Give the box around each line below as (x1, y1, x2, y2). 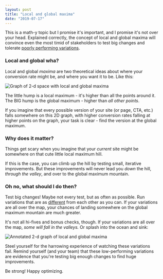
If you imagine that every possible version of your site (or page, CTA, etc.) (5, 107, 153, 113)
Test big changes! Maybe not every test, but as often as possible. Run (5, 194, 145, 200)
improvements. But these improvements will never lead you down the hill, (5, 165, 152, 171)
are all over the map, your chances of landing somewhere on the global (5, 204, 148, 210)
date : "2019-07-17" (5, 16, 45, 21)
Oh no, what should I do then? (5, 183, 77, 190)
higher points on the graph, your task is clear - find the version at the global (5, 118, 157, 123)
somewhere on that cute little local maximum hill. (5, 151, 103, 157)
